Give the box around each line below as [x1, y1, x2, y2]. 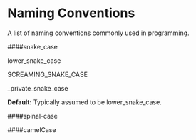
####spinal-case [7, 111, 58, 120]
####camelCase [7, 125, 56, 134]
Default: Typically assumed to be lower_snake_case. [7, 98, 162, 106]
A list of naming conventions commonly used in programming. [7, 29, 190, 37]
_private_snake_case [7, 84, 68, 92]
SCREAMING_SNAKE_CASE [7, 70, 88, 79]
